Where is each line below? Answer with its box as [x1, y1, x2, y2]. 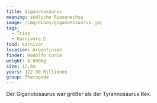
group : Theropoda [6, 74, 49, 80]
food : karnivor [6, 42, 44, 48]
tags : [6, 25, 20, 31]
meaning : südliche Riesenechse [6, 14, 84, 20]
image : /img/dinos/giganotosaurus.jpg [6, 19, 102, 25]
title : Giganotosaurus [6, 8, 62, 15]
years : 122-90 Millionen [6, 69, 68, 75]
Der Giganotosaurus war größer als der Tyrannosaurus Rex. [6, 91, 152, 98]
